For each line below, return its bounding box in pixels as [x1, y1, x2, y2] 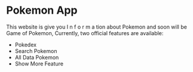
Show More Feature [14, 60, 64, 67]
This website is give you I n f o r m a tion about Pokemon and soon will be [6, 23, 187, 30]
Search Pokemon [14, 47, 57, 54]
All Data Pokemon [14, 54, 59, 61]
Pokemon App [6, 4, 78, 17]
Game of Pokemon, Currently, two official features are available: [6, 29, 164, 36]
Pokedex [14, 41, 37, 48]
